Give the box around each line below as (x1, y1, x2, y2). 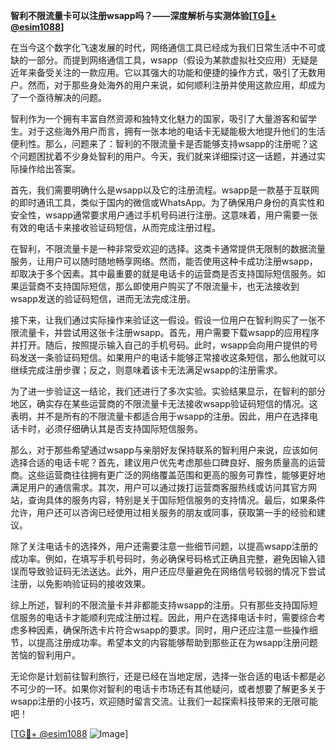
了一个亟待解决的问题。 (10, 92, 107, 103)
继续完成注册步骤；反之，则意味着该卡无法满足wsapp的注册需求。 (10, 364, 283, 376)
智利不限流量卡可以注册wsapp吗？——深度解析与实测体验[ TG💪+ (10, 10, 277, 21)
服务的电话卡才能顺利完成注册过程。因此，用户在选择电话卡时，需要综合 (18, 612, 317, 623)
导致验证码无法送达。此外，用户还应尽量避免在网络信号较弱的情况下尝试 (27, 565, 326, 577)
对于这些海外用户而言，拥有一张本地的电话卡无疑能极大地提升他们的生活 (27, 125, 326, 137)
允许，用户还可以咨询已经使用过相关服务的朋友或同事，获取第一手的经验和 (10, 507, 317, 518)
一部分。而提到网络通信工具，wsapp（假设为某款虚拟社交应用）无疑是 (27, 54, 318, 66)
